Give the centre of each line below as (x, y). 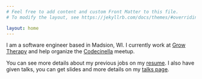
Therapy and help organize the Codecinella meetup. (71, 51)
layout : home (23, 28)
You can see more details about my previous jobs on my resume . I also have (100, 63)
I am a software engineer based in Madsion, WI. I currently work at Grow (96, 45)
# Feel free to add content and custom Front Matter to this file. (93, 12)
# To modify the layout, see (43, 17)
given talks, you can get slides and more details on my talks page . (88, 69)
